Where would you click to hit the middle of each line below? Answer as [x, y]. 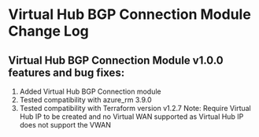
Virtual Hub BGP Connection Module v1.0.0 [116, 60]
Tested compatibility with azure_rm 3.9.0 [85, 100]
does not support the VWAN [65, 125]
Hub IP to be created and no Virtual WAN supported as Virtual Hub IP [131, 117]
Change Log [48, 31]
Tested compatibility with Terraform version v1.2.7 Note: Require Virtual [135, 108]
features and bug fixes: [67, 72]
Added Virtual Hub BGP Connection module [90, 91]
